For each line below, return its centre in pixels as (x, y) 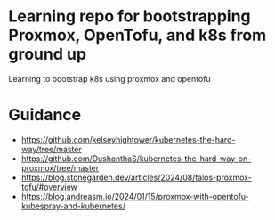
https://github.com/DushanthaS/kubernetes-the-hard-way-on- (136, 159)
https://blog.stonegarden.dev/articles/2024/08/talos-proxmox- (137, 177)
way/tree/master (51, 149)
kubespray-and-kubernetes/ (73, 206)
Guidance (45, 115)
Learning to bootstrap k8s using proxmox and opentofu (109, 78)
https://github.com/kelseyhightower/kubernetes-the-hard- (128, 139)
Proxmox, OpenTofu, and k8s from (137, 35)
